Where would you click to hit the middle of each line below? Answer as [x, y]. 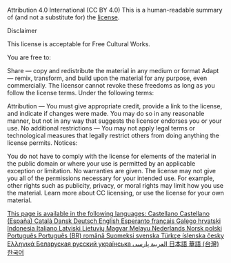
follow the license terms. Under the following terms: [80, 93]
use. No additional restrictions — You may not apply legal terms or [101, 128]
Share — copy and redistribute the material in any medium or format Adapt [113, 71]
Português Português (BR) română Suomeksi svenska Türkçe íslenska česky [115, 235]
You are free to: [29, 57]
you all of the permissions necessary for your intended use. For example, [111, 178]
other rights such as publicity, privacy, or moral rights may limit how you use [115, 185]
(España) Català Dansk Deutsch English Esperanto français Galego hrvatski [114, 221]
